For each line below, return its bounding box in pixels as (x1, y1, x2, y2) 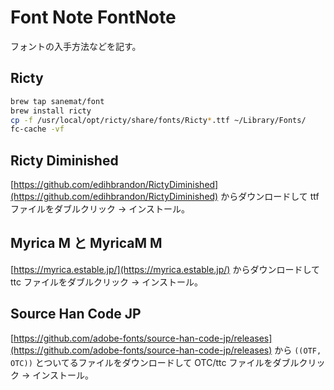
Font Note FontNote (10, 6, 177, 29)
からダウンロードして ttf (220, 191, 320, 203)
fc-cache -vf (10, 124, 65, 135)
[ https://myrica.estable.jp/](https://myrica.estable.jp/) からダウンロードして (10, 263, 320, 275)
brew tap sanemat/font (10, 96, 105, 106)
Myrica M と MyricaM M (10, 235, 163, 252)
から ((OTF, (274, 344, 322, 356)
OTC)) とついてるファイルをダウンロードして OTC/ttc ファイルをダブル (10, 356, 300, 368)
